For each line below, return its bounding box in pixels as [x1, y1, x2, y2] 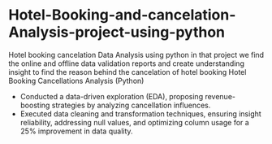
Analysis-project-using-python [8, 23, 226, 41]
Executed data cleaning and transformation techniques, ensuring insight [19, 108, 261, 119]
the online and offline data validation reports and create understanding [8, 59, 245, 68]
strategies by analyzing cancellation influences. [51, 100, 211, 110]
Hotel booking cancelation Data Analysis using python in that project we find [8, 50, 265, 59]
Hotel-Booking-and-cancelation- [8, 6, 236, 24]
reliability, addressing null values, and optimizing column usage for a [19, 117, 249, 127]
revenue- [205, 91, 235, 101]
